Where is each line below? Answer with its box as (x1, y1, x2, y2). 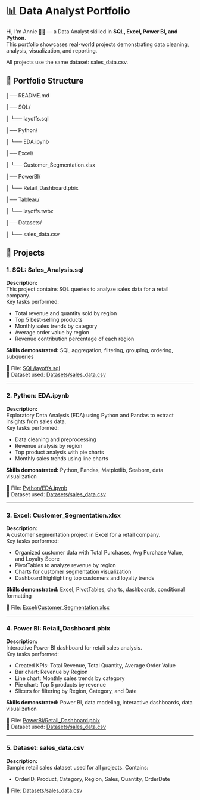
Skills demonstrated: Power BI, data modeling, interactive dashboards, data (6, 699, 193, 706)
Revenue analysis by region (14, 442, 83, 449)
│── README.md (6, 91, 49, 99)
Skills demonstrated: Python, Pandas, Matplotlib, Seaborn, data (6, 466, 164, 473)
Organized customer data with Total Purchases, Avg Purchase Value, (14, 549, 183, 556)
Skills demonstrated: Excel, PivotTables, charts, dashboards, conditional (6, 586, 185, 593)
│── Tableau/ (6, 196, 40, 203)
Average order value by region (14, 329, 89, 336)
